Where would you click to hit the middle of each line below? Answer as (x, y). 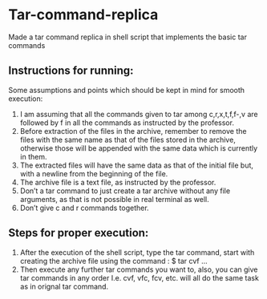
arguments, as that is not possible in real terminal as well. (115, 199)
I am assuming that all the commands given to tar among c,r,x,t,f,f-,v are (139, 114)
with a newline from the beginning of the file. (94, 173)
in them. (33, 156)
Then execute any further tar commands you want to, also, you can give (139, 269)
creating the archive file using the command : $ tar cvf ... (114, 261)
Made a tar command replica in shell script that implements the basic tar (127, 37)
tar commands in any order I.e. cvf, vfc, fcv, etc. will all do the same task (139, 277)
